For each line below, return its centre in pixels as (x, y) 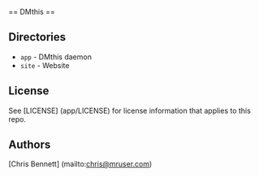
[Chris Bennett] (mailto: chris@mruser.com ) (80, 164)
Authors (30, 145)
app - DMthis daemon (56, 57)
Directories (37, 37)
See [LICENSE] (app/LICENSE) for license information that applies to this (130, 110)
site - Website (45, 65)
